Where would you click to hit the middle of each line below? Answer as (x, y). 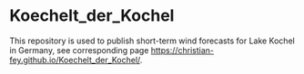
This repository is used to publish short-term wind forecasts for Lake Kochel (152, 41)
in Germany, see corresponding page (79, 50)
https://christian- (182, 50)
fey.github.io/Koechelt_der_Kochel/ (75, 60)
